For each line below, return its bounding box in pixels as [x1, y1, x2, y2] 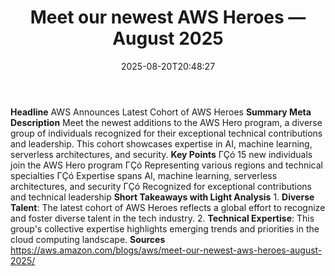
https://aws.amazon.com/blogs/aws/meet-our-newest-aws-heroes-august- [10, 244, 323, 256]
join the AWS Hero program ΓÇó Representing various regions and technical [10, 159, 323, 171]
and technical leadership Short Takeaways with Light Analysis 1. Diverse [10, 191, 315, 203]
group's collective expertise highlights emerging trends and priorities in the [10, 222, 320, 235]
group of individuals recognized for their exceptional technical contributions [10, 127, 323, 139]
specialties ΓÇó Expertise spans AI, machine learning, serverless [10, 169, 278, 181]
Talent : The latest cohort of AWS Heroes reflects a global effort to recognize [10, 201, 326, 213]
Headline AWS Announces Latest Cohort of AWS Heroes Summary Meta [10, 106, 312, 118]
